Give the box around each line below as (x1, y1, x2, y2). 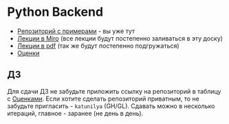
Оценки (17, 49, 40, 57)
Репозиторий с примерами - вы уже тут (17, 27, 135, 35)
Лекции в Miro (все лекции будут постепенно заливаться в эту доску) (17, 34, 223, 42)
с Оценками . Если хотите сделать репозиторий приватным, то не (7, 94, 199, 103)
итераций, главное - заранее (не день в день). (7, 109, 144, 117)
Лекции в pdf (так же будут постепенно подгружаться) (17, 41, 180, 50)
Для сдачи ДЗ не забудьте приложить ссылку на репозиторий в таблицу (7, 87, 221, 95)
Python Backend (7, 4, 104, 20)
